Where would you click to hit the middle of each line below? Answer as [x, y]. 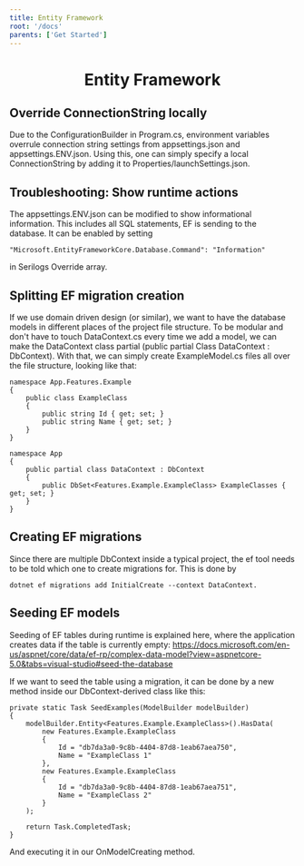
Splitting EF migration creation [97, 295]
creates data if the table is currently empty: [90, 645]
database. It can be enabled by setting [81, 233]
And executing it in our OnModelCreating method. [102, 851]
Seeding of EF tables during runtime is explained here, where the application [152, 635]
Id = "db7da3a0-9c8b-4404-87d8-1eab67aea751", [147, 787]
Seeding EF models [65, 613]
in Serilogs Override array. [59, 267]
